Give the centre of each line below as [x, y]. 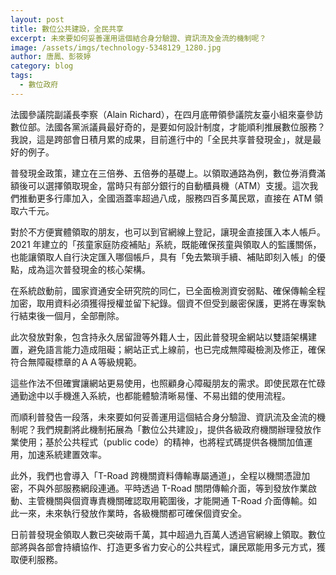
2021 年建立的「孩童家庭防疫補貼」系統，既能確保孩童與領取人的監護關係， [166, 244]
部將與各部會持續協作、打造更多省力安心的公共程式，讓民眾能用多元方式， [163, 547]
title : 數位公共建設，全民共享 [67, 29]
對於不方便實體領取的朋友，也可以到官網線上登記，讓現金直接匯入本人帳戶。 [168, 232]
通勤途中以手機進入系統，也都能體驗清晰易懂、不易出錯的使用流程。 [150, 395]
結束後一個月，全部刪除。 [71, 315]
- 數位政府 [39, 85]
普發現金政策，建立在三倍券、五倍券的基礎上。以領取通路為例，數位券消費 [163, 173]
